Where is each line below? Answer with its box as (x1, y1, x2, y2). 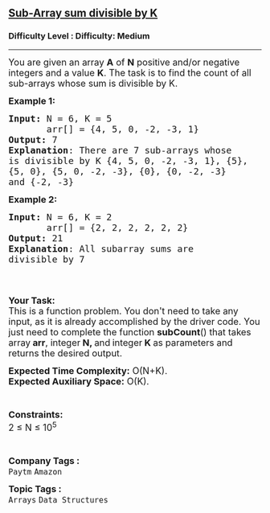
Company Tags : (8, 454, 80, 466)
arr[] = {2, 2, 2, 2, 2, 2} (46, 221, 189, 233)
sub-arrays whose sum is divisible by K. (8, 77, 178, 89)
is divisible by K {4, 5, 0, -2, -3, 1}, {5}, (8, 154, 248, 166)
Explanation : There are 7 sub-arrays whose (8, 144, 232, 156)
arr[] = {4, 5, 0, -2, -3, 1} (46, 123, 199, 135)
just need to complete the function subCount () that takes (8, 326, 252, 338)
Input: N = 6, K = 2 (8, 211, 112, 223)
